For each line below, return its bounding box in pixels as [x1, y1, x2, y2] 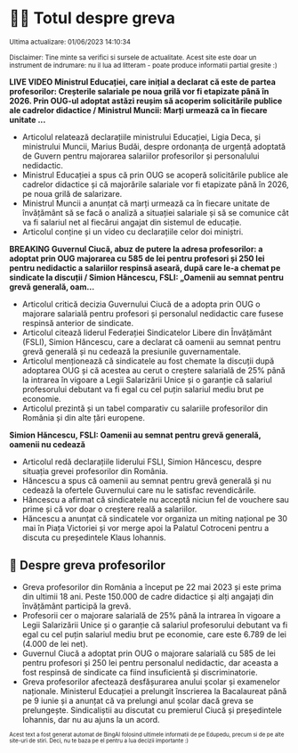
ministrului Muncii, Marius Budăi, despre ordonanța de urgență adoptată [21, 141, 286, 151]
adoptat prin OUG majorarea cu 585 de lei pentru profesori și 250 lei [9, 253, 265, 264]
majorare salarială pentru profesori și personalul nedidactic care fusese [21, 307, 284, 319]
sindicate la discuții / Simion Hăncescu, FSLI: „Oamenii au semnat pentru [9, 272, 285, 282]
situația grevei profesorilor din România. [21, 465, 169, 476]
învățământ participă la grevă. [21, 601, 132, 611]
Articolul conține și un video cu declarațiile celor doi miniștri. [21, 226, 244, 237]
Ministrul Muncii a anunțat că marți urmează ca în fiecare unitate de [21, 198, 270, 209]
